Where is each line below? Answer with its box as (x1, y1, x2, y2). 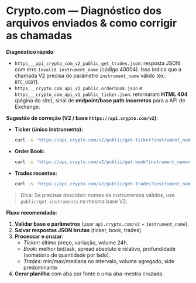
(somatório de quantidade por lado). (23, 251, 111, 258)
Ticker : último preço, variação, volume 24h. (23, 239, 129, 246)
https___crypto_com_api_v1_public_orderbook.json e (14, 84, 143, 91)
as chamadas (6, 29, 73, 42)
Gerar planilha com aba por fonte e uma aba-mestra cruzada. (14, 270, 164, 277)
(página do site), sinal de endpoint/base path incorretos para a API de (14, 96, 185, 103)
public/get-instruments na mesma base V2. (20, 198, 128, 205)
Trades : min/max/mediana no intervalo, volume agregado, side (23, 257, 174, 264)
